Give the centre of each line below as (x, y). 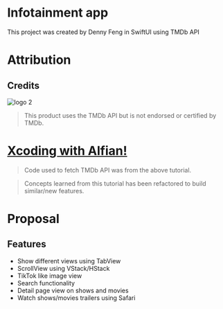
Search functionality (46, 283)
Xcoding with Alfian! (67, 151)
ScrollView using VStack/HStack (63, 268)
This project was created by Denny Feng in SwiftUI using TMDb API (103, 32)
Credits (24, 86)
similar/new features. (54, 191)
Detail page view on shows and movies (73, 290)
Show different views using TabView (69, 261)
